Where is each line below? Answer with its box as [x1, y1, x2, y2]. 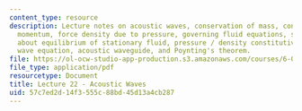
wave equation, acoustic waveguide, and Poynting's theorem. [17, 47, 252, 55]
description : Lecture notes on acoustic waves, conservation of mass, [9, 21, 280, 30]
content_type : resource [9, 13, 99, 22]
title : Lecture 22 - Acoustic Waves [9, 80, 147, 89]
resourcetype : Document [9, 72, 99, 81]
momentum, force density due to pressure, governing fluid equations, [17, 30, 288, 38]
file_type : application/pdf [9, 64, 115, 73]
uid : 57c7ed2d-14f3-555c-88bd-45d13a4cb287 [9, 88, 175, 97]
